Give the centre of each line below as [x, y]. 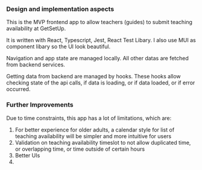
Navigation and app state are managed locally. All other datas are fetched [97, 58]
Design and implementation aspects [60, 9]
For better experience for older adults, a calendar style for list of [95, 130]
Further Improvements [40, 105]
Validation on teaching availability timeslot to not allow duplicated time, [103, 142]
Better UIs [27, 155]
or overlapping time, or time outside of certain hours [80, 149]
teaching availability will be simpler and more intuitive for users [93, 136]
